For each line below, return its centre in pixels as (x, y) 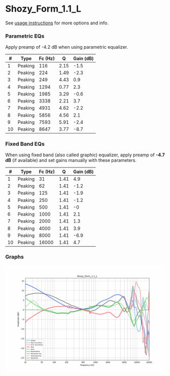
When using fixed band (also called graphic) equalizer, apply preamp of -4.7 (85, 155)
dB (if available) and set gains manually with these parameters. (71, 160)
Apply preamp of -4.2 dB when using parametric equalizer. (67, 47)
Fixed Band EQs (25, 144)
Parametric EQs (25, 36)
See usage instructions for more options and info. (57, 23)
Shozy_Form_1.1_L (43, 9)
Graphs (14, 257)
